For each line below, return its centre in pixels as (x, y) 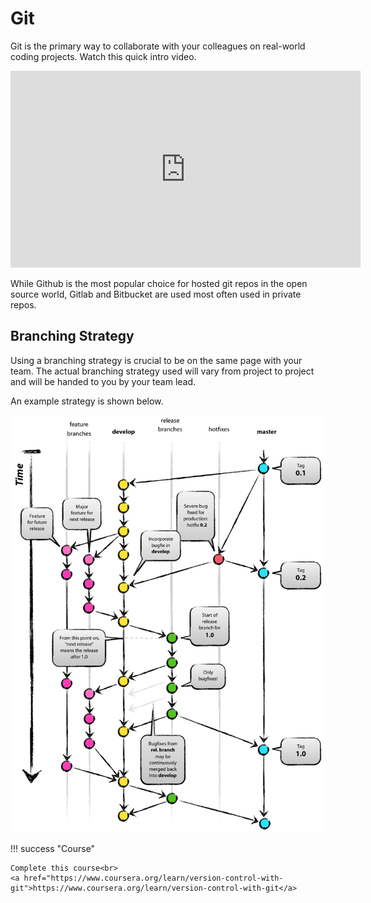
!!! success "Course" (53, 849)
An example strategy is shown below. (87, 401)
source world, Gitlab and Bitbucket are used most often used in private (156, 294)
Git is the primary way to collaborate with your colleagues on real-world (158, 46)
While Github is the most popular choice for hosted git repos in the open (159, 283)
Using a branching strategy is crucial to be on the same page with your (156, 360)
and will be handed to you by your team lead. (103, 381)
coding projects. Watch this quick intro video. (103, 56)
